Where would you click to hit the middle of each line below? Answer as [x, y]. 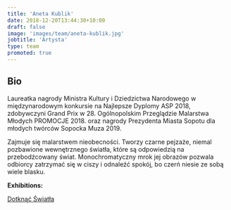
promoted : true [30, 53]
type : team [23, 46]
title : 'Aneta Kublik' [40, 14]
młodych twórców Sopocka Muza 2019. [64, 128]
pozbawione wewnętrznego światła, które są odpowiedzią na [96, 149]
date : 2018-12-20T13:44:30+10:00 [56, 20]
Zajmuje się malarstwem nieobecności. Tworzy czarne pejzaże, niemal [110, 142]
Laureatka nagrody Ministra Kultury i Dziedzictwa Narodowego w [102, 98]
